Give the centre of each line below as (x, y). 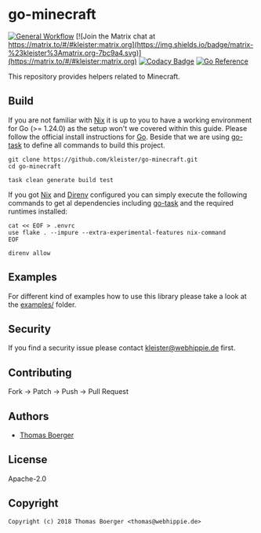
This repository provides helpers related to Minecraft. (94, 76)
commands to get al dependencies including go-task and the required (121, 203)
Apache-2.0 (27, 478)
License (28, 460)
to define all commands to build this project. (94, 145)
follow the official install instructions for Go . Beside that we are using (119, 137)
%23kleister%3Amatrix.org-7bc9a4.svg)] (75, 53)
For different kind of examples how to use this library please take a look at (127, 296)
